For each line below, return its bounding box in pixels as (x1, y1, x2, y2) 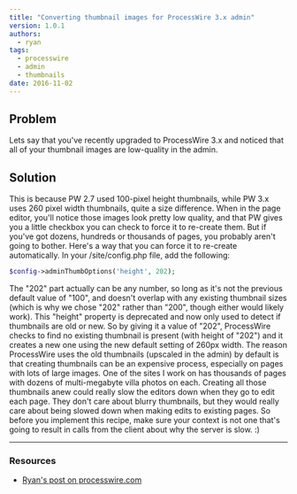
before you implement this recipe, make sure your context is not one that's (9, 415, 280, 426)
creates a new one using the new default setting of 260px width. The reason (9, 340, 288, 351)
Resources (9, 455, 57, 467)
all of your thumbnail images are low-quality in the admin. (9, 144, 218, 155)
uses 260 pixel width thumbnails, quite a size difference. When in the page (9, 203, 281, 213)
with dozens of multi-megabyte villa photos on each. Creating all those (9, 377, 267, 388)
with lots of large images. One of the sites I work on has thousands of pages (9, 368, 287, 379)
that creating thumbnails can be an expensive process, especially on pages (9, 359, 284, 369)
